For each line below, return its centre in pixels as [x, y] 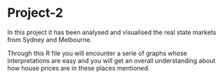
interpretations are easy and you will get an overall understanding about [111, 60]
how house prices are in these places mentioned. [78, 68]
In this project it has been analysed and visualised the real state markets [112, 32]
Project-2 [35, 13]
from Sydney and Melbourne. [50, 39]
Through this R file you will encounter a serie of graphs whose [97, 53]
